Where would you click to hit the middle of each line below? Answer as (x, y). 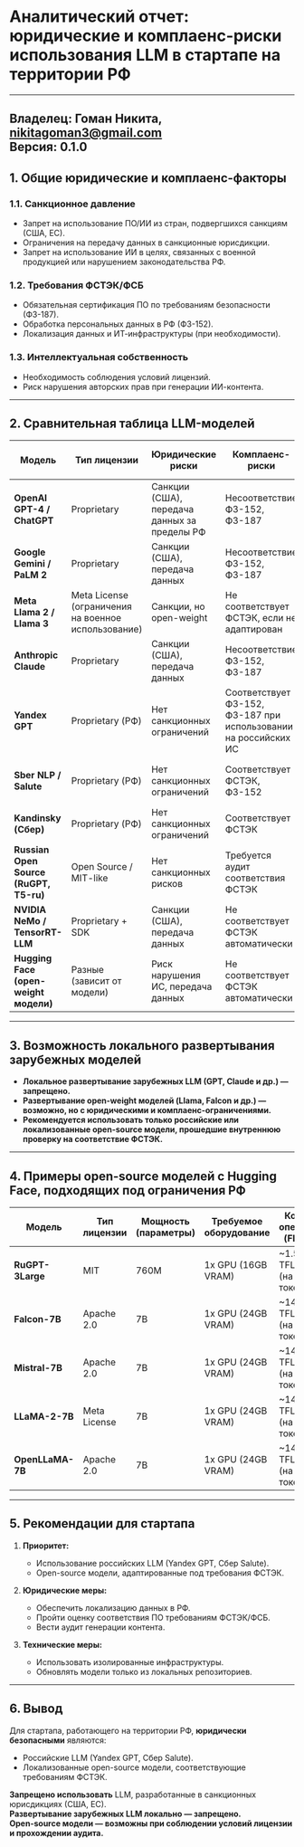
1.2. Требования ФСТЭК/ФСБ (77, 285)
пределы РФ (178, 532)
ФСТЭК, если (254, 618)
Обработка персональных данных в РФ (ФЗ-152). (118, 324)
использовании (259, 727)
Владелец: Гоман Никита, (86, 119)
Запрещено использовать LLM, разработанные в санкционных (133, 1795)
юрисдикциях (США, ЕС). (58, 1804)
